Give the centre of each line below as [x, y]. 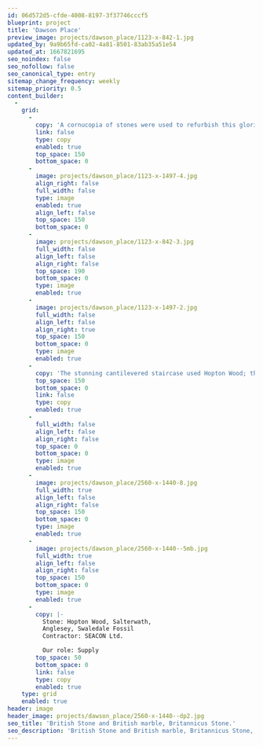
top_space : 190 [60, 271]
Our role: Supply [71, 650]
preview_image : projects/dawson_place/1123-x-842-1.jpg [100, 37]
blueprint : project [39, 23]
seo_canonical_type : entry [51, 74]
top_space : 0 [57, 446]
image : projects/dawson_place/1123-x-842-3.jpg [115, 242]
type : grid [39, 694]
